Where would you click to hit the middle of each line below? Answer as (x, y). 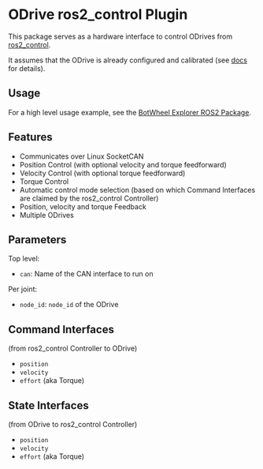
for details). (27, 68)
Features (30, 137)
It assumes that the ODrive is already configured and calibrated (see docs (128, 60)
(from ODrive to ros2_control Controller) (73, 424)
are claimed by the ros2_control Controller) (89, 198)
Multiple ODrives (47, 215)
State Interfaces (48, 405)
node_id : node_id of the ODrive (69, 305)
